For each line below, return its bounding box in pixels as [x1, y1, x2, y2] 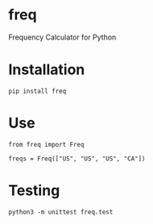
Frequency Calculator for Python [8, 32, 117, 42]
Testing [8, 181, 60, 199]
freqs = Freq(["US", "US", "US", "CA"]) [8, 155, 147, 163]
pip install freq [8, 87, 67, 95]
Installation [8, 60, 85, 79]
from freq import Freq [8, 140, 85, 148]
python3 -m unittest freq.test [8, 208, 114, 216]
